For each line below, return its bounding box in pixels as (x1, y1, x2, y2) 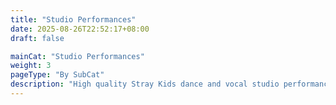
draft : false (10, 33, 65, 43)
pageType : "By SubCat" (10, 70, 105, 80)
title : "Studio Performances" (10, 14, 137, 25)
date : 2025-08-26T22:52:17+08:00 (10, 24, 150, 34)
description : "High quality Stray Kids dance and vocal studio (10, 79, 280, 90)
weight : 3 (10, 61, 52, 71)
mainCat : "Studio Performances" (10, 51, 145, 61)
